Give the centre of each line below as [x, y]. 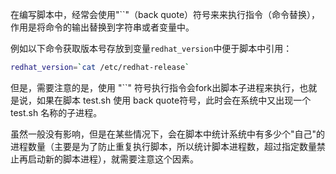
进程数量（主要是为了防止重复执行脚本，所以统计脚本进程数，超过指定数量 [163, 146]
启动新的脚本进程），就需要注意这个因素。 [113, 159]
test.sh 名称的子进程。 [56, 112]
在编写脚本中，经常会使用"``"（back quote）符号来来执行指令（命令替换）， [165, 14]
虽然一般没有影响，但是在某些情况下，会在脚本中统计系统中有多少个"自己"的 [168, 134]
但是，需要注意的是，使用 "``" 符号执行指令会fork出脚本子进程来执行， [155, 87]
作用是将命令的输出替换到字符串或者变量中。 [102, 27]
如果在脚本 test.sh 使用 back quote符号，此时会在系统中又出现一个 [174, 100]
